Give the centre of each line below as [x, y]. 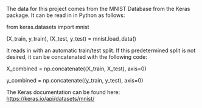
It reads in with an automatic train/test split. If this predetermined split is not [101, 50]
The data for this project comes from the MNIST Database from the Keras [98, 9]
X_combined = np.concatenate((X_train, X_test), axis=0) [77, 69]
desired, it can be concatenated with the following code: [77, 57]
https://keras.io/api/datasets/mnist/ [50, 99]
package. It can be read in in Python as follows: [66, 15]
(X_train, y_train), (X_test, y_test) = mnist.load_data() [71, 39]
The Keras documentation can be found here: [63, 92]
